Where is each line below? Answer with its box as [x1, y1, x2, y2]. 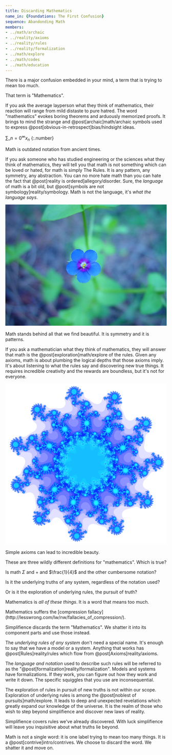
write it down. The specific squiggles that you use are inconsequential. [5, 677, 155, 683]
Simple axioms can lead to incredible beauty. [5, 549, 100, 555]
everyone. [5, 373, 27, 380]
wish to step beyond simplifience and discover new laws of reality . [5, 708, 145, 714]
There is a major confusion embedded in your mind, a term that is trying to [5, 77, 162, 83]
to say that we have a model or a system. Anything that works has [5, 645, 144, 651]
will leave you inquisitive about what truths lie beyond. [5, 724, 119, 730]
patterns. [5, 336, 25, 342]
